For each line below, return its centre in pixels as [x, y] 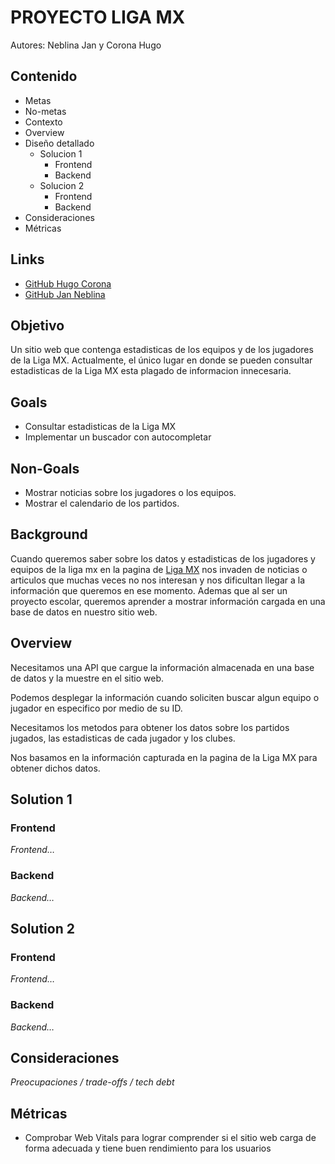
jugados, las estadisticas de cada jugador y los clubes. [123, 738]
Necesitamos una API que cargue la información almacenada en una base [162, 667]
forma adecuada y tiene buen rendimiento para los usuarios [148, 1148]
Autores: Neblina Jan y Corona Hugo [86, 45]
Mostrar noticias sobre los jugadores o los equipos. [130, 492]
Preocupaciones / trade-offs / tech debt [92, 1082]
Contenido [44, 76]
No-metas [45, 111]
